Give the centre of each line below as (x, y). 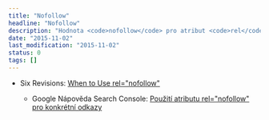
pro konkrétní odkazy (67, 107)
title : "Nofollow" (39, 16)
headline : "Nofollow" (44, 23)
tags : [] (23, 61)
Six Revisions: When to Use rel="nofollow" (90, 83)
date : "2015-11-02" (41, 38)
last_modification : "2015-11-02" (64, 46)
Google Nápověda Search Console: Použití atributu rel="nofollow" (141, 98)
